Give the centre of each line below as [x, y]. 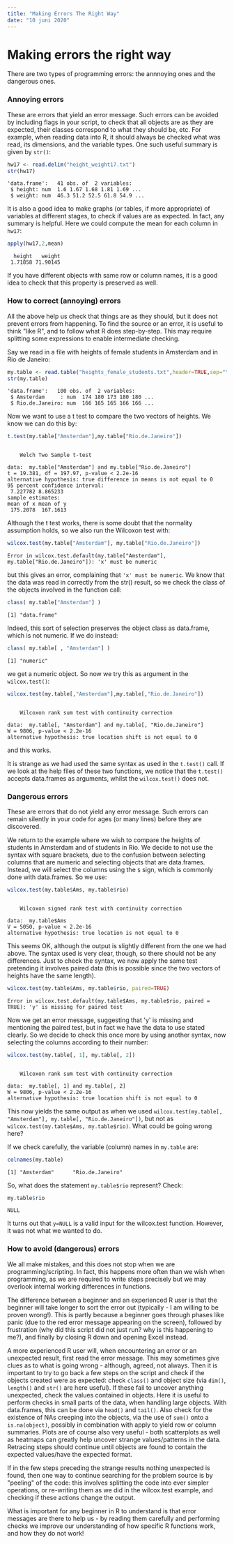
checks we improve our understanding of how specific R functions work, [111, 1526]
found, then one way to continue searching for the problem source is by [110, 1475]
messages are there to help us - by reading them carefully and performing [114, 1518]
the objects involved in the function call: [64, 590]
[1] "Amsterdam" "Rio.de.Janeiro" [65, 1172]
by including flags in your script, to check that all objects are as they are [110, 122]
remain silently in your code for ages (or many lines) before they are [104, 819]
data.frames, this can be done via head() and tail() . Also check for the [110, 1409]
